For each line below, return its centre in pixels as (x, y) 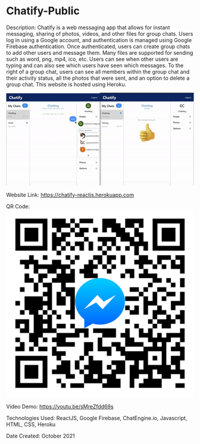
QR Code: (18, 206)
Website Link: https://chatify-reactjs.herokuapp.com (70, 195)
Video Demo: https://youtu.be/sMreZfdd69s (60, 407)
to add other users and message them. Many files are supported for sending (100, 52)
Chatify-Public (43, 11)
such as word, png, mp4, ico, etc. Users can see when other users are (92, 59)
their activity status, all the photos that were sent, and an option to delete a (98, 78)
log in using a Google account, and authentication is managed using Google (99, 40)
